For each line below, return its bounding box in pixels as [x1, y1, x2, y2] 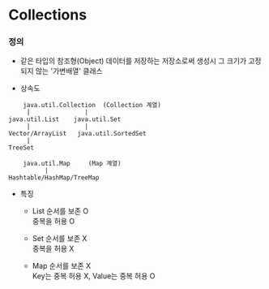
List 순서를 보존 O [32, 206, 89, 216]
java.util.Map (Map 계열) [23, 160, 122, 168]
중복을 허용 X [32, 244, 75, 253]
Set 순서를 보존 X [32, 234, 88, 244]
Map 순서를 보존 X [32, 261, 92, 271]
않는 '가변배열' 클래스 [35, 67, 103, 76]
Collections [8, 6, 88, 24]
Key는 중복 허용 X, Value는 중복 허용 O [32, 271, 156, 281]
